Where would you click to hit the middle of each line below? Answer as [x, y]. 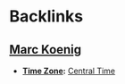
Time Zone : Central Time [69, 71]
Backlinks [46, 17]
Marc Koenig [46, 50]
